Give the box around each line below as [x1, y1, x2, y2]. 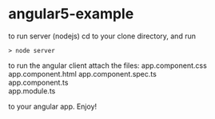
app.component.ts [8, 77, 69, 87]
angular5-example [8, 5, 134, 23]
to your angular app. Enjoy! [8, 101, 98, 111]
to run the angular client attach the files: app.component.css [8, 61, 208, 70]
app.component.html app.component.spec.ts [8, 69, 157, 78]
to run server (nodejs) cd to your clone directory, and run [8, 31, 196, 41]
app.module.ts [8, 85, 56, 96]
